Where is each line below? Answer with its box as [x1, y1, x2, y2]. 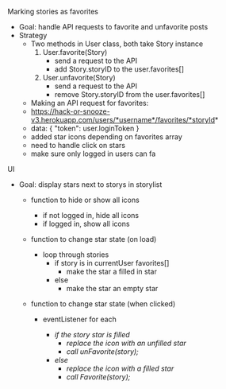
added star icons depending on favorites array [30, 132, 183, 142]
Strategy [18, 31, 48, 40]
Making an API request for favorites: [30, 99, 149, 107]
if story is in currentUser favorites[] [54, 259, 170, 267]
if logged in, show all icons [42, 219, 130, 228]
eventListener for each [42, 314, 117, 324]
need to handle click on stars [30, 141, 126, 150]
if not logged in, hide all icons [42, 211, 140, 220]
